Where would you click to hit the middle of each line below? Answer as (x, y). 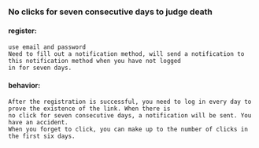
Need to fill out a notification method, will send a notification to (126, 54)
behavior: (24, 85)
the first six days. (42, 136)
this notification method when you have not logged (94, 61)
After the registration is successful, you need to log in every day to (130, 102)
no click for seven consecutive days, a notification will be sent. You (130, 116)
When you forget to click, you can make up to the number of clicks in (128, 129)
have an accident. (38, 123)
